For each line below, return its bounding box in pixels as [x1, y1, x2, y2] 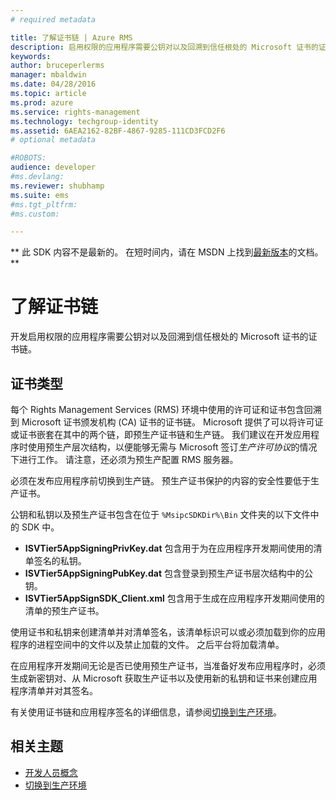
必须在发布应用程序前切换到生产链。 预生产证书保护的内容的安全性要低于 [10, 475, 311, 486]
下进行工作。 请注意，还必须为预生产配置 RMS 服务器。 [10, 454, 239, 465]
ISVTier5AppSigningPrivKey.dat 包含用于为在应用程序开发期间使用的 [24, 542, 314, 554]
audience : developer [10, 162, 97, 173]
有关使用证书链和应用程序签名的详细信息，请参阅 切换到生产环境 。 [10, 706, 282, 718]
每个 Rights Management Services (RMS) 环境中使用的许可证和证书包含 [10, 404, 305, 415]
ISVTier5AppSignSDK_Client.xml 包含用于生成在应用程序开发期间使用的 [24, 592, 325, 604]
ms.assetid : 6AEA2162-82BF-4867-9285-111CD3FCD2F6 [10, 126, 226, 136]
